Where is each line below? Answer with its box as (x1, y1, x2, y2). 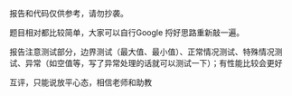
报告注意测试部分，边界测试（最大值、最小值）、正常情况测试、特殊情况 (9, 46, 275, 57)
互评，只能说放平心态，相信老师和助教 (9, 77, 152, 88)
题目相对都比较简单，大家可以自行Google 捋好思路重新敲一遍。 (9, 27, 245, 38)
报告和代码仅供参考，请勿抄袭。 (9, 8, 128, 18)
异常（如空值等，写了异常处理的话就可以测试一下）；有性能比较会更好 (24, 58, 283, 68)
